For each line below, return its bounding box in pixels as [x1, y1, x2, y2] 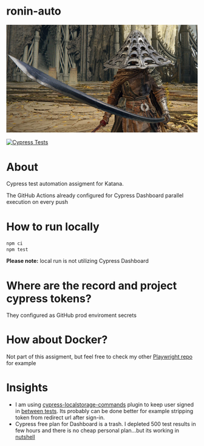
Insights [6, 381, 49, 395]
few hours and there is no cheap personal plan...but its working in [15, 427, 180, 434]
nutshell [15, 433, 35, 441]
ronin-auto [6, 4, 62, 18]
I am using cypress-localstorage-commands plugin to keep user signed [15, 401, 194, 408]
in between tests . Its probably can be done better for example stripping [15, 408, 194, 415]
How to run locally [6, 220, 100, 234]
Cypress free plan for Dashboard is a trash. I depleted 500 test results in [15, 420, 196, 428]
